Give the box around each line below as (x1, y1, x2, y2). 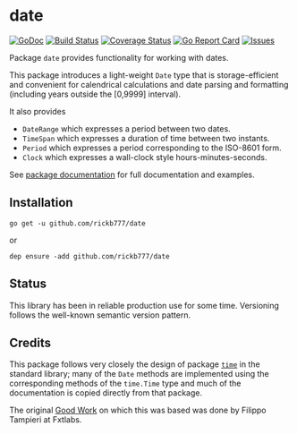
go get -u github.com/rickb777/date (9, 218, 146, 228)
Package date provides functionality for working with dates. (9, 52, 229, 63)
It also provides (9, 106, 66, 116)
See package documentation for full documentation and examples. (9, 169, 255, 180)
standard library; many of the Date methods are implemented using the (9, 369, 270, 379)
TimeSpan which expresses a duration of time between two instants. (21, 132, 270, 143)
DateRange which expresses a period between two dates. (21, 123, 231, 134)
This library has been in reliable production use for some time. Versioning (9, 300, 280, 311)
